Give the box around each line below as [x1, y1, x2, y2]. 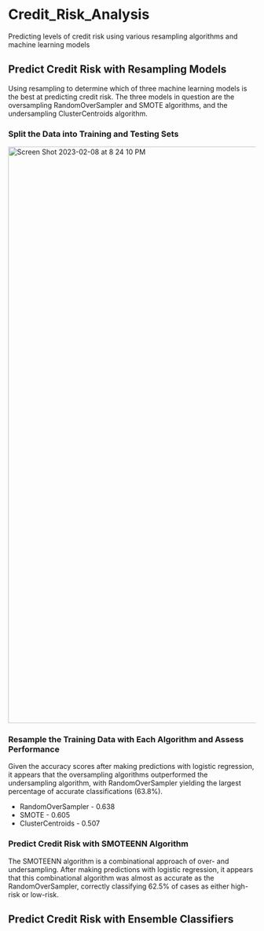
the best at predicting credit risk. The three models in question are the [8, 92, 235, 102]
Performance [8, 744, 60, 755]
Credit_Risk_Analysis [8, 6, 150, 24]
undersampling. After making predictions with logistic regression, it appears [8, 864, 254, 874]
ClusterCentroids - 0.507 [19, 818, 101, 828]
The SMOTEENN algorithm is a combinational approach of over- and [8, 856, 229, 866]
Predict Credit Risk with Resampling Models [8, 63, 227, 76]
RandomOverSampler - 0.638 [19, 802, 115, 811]
